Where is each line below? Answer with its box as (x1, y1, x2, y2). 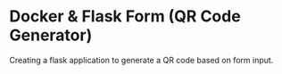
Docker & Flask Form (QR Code (9, 6, 241, 27)
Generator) (9, 25, 93, 45)
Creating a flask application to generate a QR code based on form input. (9, 54, 274, 65)
